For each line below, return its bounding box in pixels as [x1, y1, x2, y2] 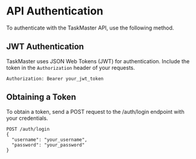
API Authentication [6, 4, 104, 18]
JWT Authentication [6, 42, 84, 52]
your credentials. [6, 114, 48, 122]
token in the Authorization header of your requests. [6, 64, 135, 71]
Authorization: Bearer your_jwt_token [6, 75, 104, 82]
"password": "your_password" [11, 142, 85, 148]
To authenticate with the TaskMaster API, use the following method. [6, 24, 174, 31]
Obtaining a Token [6, 92, 77, 102]
